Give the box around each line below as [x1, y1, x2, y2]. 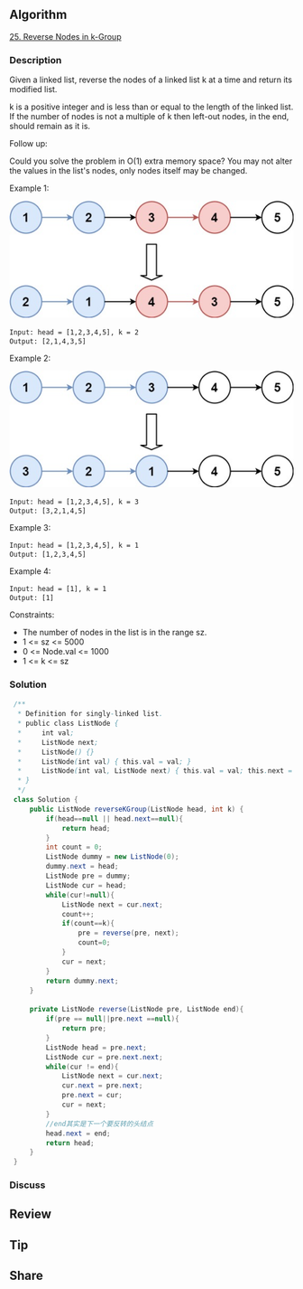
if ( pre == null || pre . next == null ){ [45, 1014, 179, 1024]
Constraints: [9, 609, 55, 620]
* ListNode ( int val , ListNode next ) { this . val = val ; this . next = [17, 767, 293, 776]
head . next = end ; [45, 1129, 111, 1138]
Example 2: [9, 353, 51, 363]
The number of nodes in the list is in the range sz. [22, 626, 207, 637]
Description [9, 53, 62, 66]
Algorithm [9, 7, 68, 23]
